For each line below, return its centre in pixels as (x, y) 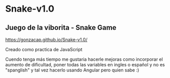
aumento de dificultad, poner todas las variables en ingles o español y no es (85, 65)
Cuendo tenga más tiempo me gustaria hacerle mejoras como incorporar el (84, 59)
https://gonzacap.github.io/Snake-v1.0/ (46, 40)
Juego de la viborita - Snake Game (61, 28)
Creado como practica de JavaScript (44, 49)
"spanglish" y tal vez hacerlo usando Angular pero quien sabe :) (72, 70)
